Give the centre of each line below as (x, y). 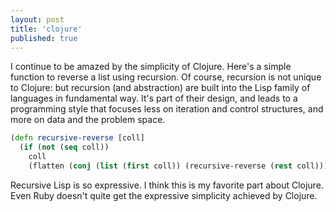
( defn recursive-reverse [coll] (77, 138)
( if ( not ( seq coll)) (64, 147)
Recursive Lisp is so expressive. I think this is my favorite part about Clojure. (167, 185)
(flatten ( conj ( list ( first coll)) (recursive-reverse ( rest (160, 166)
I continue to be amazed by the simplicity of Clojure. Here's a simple (151, 67)
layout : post (37, 19)
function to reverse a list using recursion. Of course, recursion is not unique (166, 77)
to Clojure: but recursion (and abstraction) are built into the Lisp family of (160, 88)
